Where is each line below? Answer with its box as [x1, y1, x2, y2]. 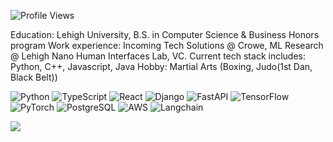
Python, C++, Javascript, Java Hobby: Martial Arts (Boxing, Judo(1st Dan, [10, 61, 313, 72]
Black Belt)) [10, 71, 58, 83]
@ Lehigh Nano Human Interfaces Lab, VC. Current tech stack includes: [10, 50, 306, 62]
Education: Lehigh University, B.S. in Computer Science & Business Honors [10, 29, 320, 40]
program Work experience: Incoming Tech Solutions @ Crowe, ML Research [10, 40, 324, 51]
